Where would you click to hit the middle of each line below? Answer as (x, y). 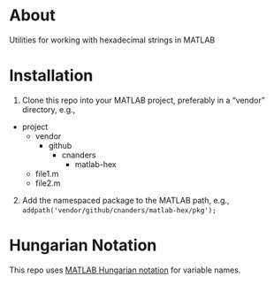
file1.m (47, 173)
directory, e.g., (49, 109)
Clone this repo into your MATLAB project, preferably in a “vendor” (143, 100)
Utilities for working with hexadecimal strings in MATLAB (112, 40)
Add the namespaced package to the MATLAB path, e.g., (126, 200)
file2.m (48, 183)
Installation (51, 76)
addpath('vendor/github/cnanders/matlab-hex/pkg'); (119, 210)
